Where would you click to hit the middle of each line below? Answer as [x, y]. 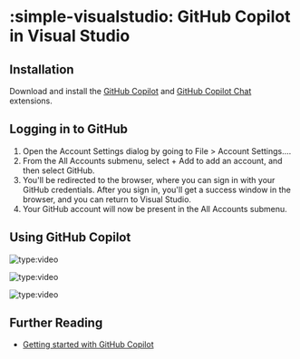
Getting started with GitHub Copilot [88, 344]
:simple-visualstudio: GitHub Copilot [150, 17]
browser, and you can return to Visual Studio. [107, 199]
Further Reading [56, 323]
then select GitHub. [58, 170]
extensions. [31, 101]
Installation [42, 69]
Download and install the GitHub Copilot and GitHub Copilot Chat [131, 91]
